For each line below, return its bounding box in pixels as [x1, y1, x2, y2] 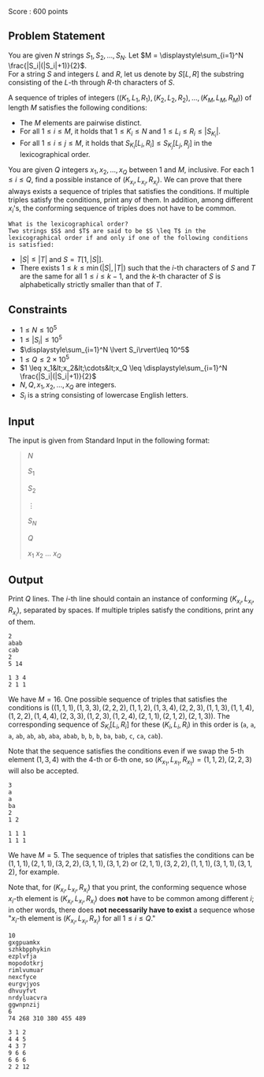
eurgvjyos [8, 980, 41, 989]
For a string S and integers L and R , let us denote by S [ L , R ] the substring [8, 69, 244, 78]
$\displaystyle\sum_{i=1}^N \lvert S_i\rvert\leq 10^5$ [19, 345, 190, 354]
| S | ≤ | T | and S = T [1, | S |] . [19, 255, 104, 264]
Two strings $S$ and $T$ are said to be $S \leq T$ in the [8, 227, 206, 235]
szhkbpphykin [8, 946, 51, 954]
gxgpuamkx [8, 939, 41, 947]
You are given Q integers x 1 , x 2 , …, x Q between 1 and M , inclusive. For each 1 [8, 165, 255, 176]
